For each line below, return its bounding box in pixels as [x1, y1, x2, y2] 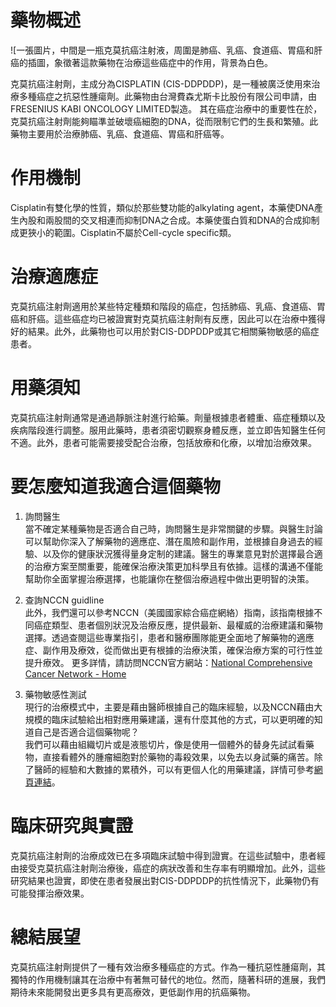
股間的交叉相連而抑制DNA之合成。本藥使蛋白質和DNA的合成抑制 [53, 214, 320, 226]
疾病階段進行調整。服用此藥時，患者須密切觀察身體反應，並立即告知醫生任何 [10, 424, 326, 436]
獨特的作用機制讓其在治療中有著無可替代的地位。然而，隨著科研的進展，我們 [10, 973, 326, 985]
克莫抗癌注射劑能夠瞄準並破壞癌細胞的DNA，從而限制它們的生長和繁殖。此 [10, 115, 319, 127]
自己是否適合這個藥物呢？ [33, 726, 140, 738]
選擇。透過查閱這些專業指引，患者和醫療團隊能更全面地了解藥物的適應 [24, 631, 315, 643]
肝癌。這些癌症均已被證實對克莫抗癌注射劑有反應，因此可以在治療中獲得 [27, 312, 326, 325]
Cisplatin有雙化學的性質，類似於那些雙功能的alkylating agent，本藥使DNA [10, 201, 315, 213]
